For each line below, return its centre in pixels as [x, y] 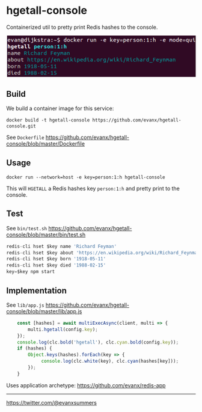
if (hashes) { [35, 349]
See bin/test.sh [26, 228]
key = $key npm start [31, 272]
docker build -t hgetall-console [48, 120]
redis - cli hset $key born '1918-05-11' [56, 259]
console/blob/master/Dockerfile [46, 144]
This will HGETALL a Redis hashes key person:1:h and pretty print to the [93, 188]
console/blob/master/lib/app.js [44, 311]
